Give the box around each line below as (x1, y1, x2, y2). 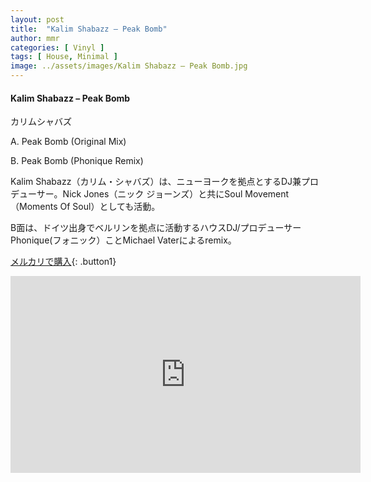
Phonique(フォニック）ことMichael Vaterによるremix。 (10, 234, 237, 246)
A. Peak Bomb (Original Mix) (10, 136, 127, 148)
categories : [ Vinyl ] (10, 42, 105, 53)
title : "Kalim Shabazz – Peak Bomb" (10, 24, 168, 34)
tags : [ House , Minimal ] (10, 52, 118, 62)
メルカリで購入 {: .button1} (10, 256, 117, 268)
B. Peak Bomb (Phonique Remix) (10, 155, 144, 167)
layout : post (10, 14, 65, 25)
